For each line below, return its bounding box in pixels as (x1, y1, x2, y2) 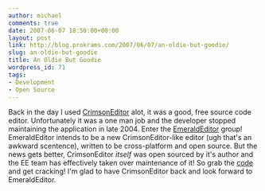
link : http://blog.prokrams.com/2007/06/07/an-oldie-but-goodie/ (8, 41, 229, 49)
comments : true (8, 19, 59, 27)
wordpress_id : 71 (8, 64, 66, 72)
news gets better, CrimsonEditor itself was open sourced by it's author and (8, 150, 254, 159)
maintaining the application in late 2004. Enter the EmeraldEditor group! (8, 124, 243, 134)
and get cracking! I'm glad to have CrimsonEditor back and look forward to (8, 166, 253, 176)
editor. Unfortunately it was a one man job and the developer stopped (8, 116, 236, 126)
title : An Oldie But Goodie (8, 57, 102, 64)
